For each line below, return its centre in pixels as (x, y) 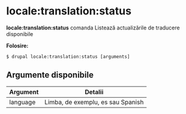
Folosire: (17, 46)
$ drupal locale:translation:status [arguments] (68, 56)
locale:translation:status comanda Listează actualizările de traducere (93, 28)
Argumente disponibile (50, 75)
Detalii (94, 92)
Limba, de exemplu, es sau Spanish (94, 102)
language (22, 102)
